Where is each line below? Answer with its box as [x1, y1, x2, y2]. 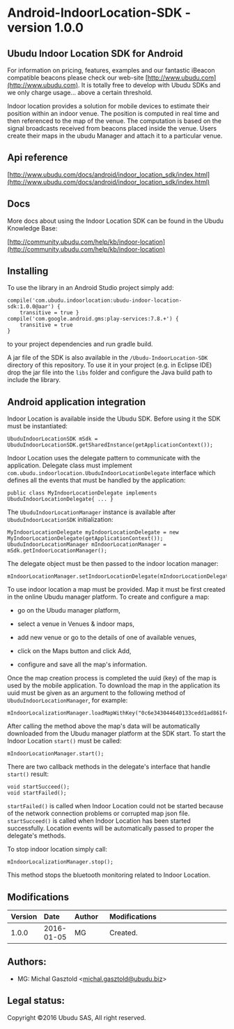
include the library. [7, 376, 61, 384]
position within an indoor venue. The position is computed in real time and [7, 110, 219, 117]
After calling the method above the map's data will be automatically [7, 722, 201, 731]
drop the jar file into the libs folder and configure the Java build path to [7, 368, 212, 377]
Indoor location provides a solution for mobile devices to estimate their [7, 102, 210, 110]
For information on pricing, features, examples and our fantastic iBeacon [7, 66, 215, 74]
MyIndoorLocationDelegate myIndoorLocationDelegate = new [7, 529, 179, 536]
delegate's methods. [7, 831, 66, 840]
